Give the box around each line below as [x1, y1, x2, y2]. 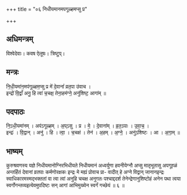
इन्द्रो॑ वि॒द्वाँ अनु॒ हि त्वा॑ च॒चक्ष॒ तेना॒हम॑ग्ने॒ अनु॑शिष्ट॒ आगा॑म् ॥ [6, 89, 107, 96]
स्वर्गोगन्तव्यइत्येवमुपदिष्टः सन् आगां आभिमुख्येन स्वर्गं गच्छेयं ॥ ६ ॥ [6, 182, 125, 189]
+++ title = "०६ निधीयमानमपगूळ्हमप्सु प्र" [6, 6, 88, 12]
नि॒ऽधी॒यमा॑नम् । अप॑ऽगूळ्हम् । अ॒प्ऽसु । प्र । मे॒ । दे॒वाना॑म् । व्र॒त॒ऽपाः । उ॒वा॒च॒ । [6, 122, 149, 129]
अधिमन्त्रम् [6, 34, 33, 44]
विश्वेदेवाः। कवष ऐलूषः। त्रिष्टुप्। [6, 50, 66, 57]
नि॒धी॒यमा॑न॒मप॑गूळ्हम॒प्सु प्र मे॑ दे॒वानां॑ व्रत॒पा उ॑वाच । [6, 83, 91, 90]
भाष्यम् [6, 146, 23, 156]
